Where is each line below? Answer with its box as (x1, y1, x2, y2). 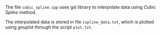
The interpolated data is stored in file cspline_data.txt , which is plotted (5, 19, 154, 25)
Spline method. (5, 9, 37, 15)
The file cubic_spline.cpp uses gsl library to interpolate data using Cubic (5, 4, 156, 10)
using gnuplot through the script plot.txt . (5, 24, 93, 30)
